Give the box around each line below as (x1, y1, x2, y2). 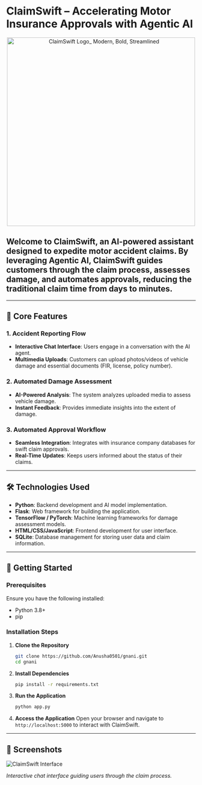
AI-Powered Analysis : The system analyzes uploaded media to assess (14, 391, 191, 398)
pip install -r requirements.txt (14, 681, 99, 687)
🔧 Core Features (6, 311, 68, 322)
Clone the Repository (14, 641, 69, 649)
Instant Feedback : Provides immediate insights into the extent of (14, 404, 176, 411)
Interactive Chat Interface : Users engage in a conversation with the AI (14, 343, 191, 351)
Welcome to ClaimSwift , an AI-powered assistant (6, 237, 194, 247)
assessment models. (14, 520, 66, 527)
